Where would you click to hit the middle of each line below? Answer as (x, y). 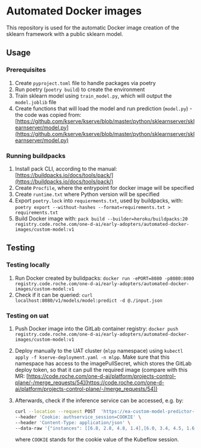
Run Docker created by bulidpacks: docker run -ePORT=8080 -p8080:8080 (104, 278)
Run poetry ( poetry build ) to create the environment (80, 89)
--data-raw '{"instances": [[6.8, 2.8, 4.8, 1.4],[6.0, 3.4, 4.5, (99, 428)
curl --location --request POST (55, 411)
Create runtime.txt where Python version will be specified (87, 194)
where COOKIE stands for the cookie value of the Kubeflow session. (97, 440)
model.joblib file (36, 102)
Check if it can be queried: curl (54, 295)
